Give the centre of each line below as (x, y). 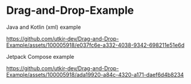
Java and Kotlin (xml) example (44, 27)
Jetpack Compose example (40, 56)
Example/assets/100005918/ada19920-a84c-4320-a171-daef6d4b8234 (95, 74)
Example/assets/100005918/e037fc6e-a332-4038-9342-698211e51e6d (95, 45)
